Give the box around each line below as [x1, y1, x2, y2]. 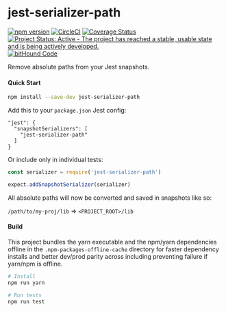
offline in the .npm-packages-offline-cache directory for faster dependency [8, 245, 220, 253]
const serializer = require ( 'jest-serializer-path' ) [8, 169, 162, 176]
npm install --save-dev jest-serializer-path [8, 94, 140, 101]
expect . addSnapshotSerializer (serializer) [8, 181, 131, 188]
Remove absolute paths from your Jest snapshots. [8, 62, 150, 71]
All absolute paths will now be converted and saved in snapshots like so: [8, 194, 212, 202]
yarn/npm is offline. [8, 260, 63, 268]
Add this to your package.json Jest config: [8, 106, 127, 115]
